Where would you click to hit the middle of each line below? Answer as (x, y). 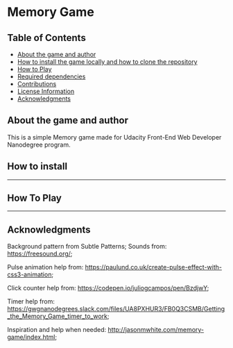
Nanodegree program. (39, 144)
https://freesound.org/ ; (40, 254)
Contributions (37, 84)
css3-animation (29, 274)
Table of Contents (47, 38)
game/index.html (31, 337)
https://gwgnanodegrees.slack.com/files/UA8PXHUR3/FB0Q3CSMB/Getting (116, 309)
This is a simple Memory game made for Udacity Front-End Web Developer (114, 137)
